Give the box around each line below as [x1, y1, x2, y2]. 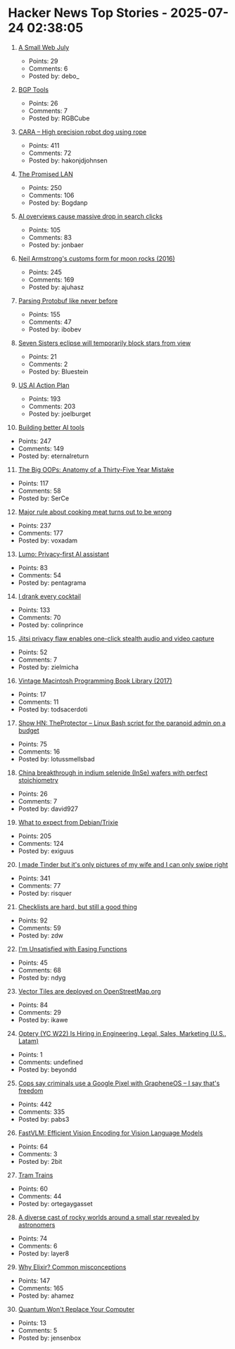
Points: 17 [18, 690, 46, 698]
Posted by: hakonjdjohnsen [28, 156, 108, 165]
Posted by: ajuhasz [28, 283, 84, 291]
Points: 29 [28, 56, 58, 65]
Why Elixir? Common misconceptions [18, 1262, 127, 1271]
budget [18, 726, 39, 735]
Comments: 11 [18, 697, 59, 706]
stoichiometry [18, 775, 58, 784]
